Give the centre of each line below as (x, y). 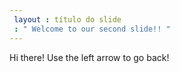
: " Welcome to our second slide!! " (92, 29)
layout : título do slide (67, 19)
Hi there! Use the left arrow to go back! (89, 57)
